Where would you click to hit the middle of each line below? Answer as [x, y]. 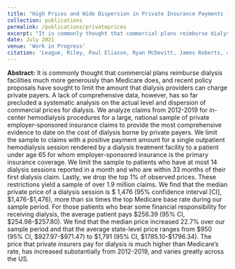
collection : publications [45, 20]
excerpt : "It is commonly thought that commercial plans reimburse [108, 33]
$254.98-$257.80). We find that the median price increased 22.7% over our [116, 221]
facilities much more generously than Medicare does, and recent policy [110, 80]
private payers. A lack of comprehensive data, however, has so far [102, 95]
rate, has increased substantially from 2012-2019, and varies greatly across [116, 251]
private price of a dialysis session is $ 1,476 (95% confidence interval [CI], [114, 192]
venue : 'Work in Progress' [47, 46]
